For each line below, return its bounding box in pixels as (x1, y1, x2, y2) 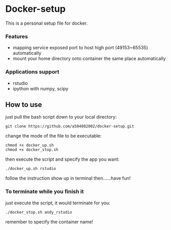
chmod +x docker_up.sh (5, 143, 54, 148)
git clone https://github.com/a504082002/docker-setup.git (5, 124, 135, 129)
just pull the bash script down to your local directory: (5, 114, 117, 120)
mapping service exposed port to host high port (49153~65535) (12, 45, 148, 51)
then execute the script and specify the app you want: (5, 156, 120, 162)
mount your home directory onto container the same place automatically (12, 55, 166, 62)
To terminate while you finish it (5, 188, 84, 195)
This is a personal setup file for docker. (5, 20, 88, 26)
